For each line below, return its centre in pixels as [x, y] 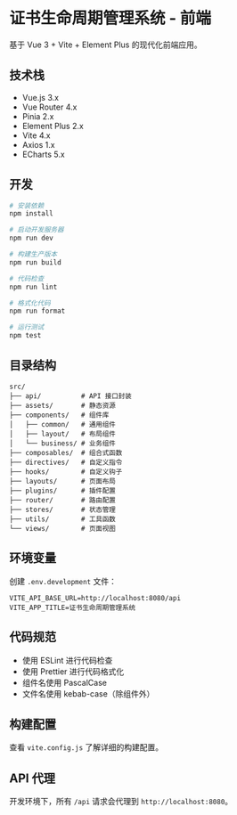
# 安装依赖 [27, 206]
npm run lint [33, 287]
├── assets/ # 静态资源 [62, 405]
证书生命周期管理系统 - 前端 [110, 18]
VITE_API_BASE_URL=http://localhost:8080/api [95, 598]
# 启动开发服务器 [37, 230]
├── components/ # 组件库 [59, 415]
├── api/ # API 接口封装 [70, 396]
